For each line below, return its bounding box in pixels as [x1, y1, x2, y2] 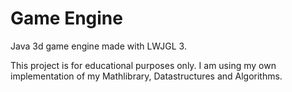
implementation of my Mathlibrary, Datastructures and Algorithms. [10, 70, 283, 82]
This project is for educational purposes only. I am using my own [10, 59, 277, 71]
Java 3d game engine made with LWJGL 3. [10, 40, 187, 52]
